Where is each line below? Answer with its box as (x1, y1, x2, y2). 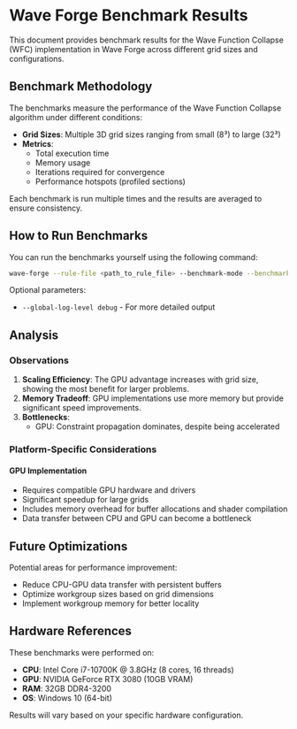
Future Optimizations (9, 539, 128, 554)
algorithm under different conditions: (9, 111, 143, 122)
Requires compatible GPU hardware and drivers (21, 485, 196, 495)
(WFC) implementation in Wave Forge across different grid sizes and (9, 43, 258, 54)
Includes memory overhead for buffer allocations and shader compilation (21, 503, 288, 514)
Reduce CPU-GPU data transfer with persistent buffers (21, 579, 223, 590)
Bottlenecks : (21, 412, 71, 423)
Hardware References (9, 624, 133, 639)
